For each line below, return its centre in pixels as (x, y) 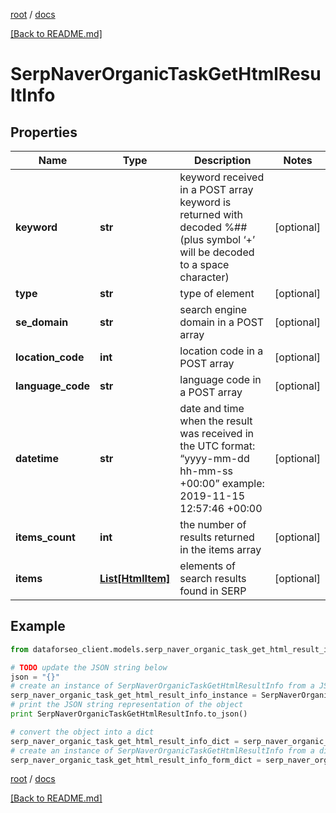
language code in (220, 379)
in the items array (220, 549)
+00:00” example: (222, 483)
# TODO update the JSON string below (89, 667)
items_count (45, 537)
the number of (213, 524)
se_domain (42, 322)
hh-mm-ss (206, 471)
